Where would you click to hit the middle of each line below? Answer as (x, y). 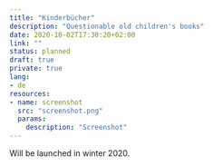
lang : (19, 77)
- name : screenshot (46, 102)
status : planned (40, 52)
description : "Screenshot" (77, 128)
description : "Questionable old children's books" (107, 26)
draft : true (32, 60)
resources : (30, 93)
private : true (36, 69)
